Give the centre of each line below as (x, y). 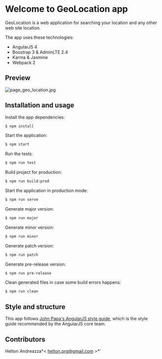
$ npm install (20, 126)
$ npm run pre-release (28, 273)
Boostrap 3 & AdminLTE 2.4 (40, 52)
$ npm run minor (22, 236)
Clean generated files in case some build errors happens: (63, 282)
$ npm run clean (22, 291)
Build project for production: (34, 172)
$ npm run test (21, 163)
